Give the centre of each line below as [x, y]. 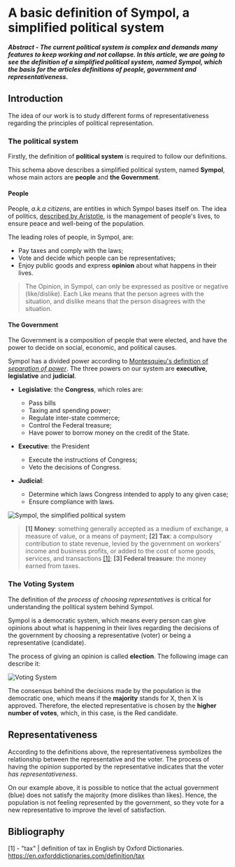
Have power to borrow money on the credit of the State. [109, 433]
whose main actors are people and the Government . [84, 177]
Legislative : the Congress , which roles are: [81, 390]
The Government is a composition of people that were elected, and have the [117, 340]
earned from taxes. [52, 566]
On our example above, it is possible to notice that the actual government [113, 787]
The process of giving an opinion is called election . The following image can [118, 656]
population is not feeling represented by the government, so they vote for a [116, 802]
